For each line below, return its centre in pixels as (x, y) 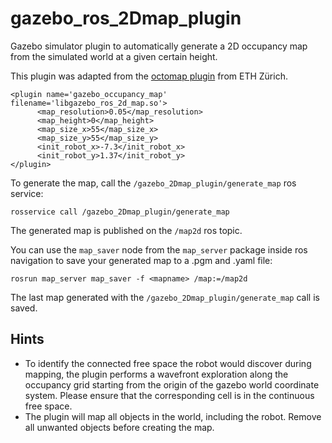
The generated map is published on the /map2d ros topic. (126, 230)
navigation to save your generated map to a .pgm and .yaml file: (141, 260)
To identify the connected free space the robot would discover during (168, 363)
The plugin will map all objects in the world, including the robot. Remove (173, 416)
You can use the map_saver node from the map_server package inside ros (159, 249)
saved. (24, 308)
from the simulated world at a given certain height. (114, 56)
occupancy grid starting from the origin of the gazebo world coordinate (172, 384)
